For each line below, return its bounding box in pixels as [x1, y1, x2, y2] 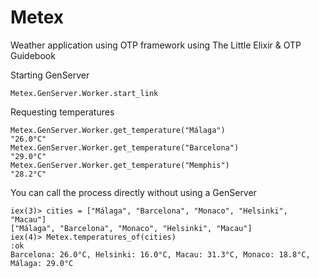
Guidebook [10, 49, 56, 61]
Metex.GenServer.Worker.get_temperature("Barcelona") [10, 142, 240, 153]
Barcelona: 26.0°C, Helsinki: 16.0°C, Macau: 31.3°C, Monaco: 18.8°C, [10, 249, 311, 260]
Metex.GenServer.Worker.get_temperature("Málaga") [10, 125, 226, 135]
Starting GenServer [10, 69, 90, 81]
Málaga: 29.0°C [10, 258, 74, 268]
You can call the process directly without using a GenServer [10, 186, 257, 198]
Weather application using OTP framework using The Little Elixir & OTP [10, 39, 302, 51]
